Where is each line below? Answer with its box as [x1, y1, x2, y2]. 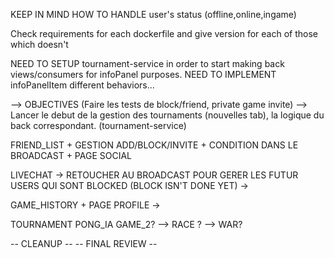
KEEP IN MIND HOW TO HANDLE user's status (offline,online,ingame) [10, 9, 297, 20]
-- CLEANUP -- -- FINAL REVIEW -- [10, 238, 158, 249]
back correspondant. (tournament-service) [10, 120, 187, 131]
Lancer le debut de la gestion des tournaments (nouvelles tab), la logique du [10, 109, 325, 121]
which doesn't [10, 39, 69, 50]
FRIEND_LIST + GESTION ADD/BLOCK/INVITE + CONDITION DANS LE [10, 139, 299, 151]
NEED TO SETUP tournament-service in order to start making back [10, 58, 285, 69]
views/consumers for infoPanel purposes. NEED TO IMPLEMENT [10, 69, 277, 80]
